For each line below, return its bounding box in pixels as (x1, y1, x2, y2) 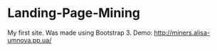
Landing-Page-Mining (7, 5, 141, 21)
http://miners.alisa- (154, 28, 211, 37)
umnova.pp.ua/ (7, 35, 52, 44)
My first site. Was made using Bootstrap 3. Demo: (7, 28, 153, 37)
